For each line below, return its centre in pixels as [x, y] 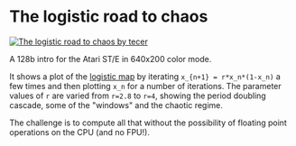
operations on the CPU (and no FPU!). [80, 132]
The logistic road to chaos [109, 17]
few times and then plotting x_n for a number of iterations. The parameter [145, 86]
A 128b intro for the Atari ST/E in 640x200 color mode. [111, 59]
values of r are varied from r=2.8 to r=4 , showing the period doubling [138, 96]
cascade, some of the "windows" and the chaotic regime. [116, 105]
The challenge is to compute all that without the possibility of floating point [148, 123]
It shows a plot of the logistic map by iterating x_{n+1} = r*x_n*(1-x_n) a [145, 76]
